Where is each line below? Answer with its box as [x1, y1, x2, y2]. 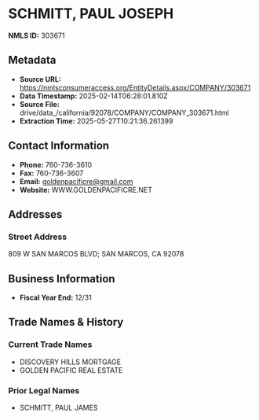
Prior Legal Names [8, 385, 80, 396]
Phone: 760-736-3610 [19, 160, 93, 169]
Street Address [8, 231, 67, 242]
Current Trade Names [8, 339, 93, 350]
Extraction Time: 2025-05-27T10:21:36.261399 [19, 116, 173, 126]
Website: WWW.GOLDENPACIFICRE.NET [19, 185, 153, 194]
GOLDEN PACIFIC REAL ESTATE [19, 365, 123, 374]
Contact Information [8, 139, 110, 153]
